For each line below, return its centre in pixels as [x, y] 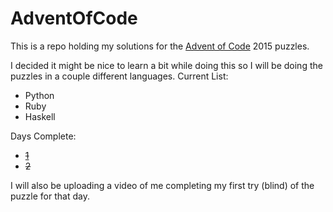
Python [39, 95]
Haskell [40, 116]
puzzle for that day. [50, 196]
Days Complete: [43, 136]
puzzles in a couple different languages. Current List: [119, 76]
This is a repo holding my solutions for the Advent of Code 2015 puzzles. [160, 46]
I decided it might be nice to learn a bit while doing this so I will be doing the [166, 65]
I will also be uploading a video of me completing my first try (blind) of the [162, 185]
